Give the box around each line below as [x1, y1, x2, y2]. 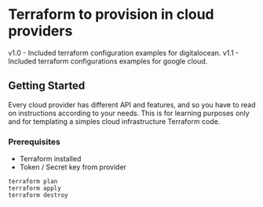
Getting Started [8, 79, 86, 93]
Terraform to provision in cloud [8, 5, 214, 24]
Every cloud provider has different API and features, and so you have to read [8, 100, 256, 109]
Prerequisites [8, 136, 60, 147]
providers [8, 22, 73, 40]
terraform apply [8, 184, 61, 193]
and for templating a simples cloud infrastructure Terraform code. [8, 116, 221, 126]
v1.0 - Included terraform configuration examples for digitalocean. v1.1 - [8, 48, 239, 57]
